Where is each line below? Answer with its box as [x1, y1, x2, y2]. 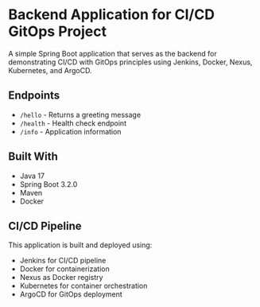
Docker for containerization [19, 264, 110, 274]
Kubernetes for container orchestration [19, 281, 148, 291]
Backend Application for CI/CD [8, 6, 215, 24]
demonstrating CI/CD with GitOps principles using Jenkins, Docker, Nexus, [8, 57, 253, 67]
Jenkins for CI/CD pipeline [19, 256, 107, 266]
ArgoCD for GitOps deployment [19, 290, 123, 299]
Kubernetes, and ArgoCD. [8, 65, 92, 75]
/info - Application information [19, 126, 122, 136]
